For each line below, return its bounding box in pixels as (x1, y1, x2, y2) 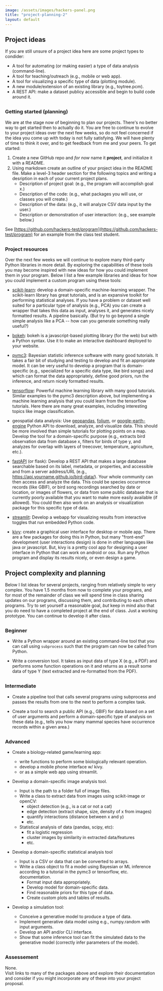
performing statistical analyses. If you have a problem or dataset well (12, 298, 151, 303)
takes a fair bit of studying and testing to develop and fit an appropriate (12, 357, 155, 363)
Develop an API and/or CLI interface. (19, 929, 93, 935)
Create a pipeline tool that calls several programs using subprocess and (12, 693, 156, 699)
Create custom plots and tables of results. (26, 895, 111, 901)
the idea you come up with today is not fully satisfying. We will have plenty (5, 135, 155, 141)
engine (12, 423, 26, 429)
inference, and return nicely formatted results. (12, 378, 105, 384)
